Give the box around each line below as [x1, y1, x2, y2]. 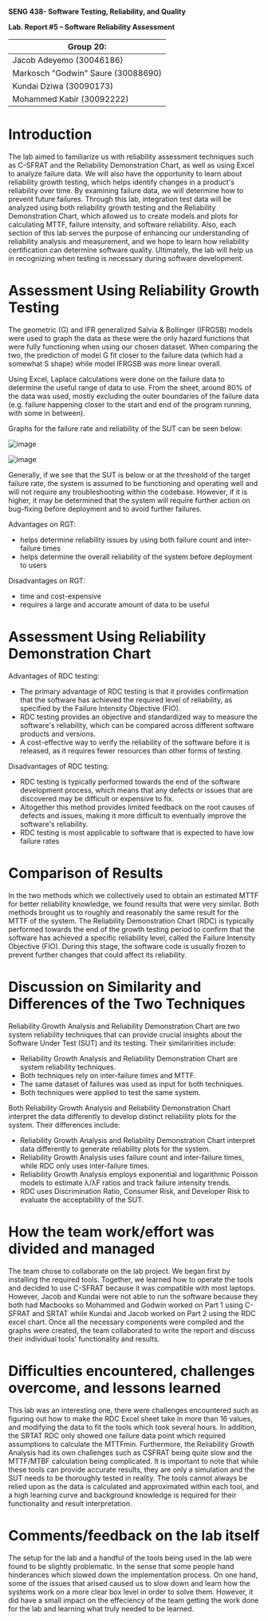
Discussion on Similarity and [8, 978, 202, 996]
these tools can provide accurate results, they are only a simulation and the [8, 1465, 255, 1474]
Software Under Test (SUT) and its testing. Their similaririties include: [8, 1038, 237, 1048]
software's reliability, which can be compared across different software [19, 720, 254, 729]
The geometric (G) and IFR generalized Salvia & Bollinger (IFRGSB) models [8, 325, 254, 334]
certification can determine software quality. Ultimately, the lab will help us [8, 245, 254, 255]
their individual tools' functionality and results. [8, 1334, 160, 1343]
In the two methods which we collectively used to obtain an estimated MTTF [8, 890, 259, 900]
